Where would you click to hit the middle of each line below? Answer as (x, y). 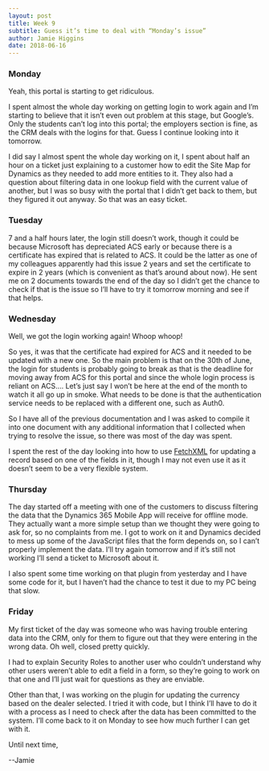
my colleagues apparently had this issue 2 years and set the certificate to (130, 263)
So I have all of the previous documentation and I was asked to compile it (129, 418)
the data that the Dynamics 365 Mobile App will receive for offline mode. (128, 515)
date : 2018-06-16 (37, 46)
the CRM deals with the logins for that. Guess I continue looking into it (124, 133)
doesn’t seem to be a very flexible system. (78, 468)
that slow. (24, 591)
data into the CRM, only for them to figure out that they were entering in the (133, 637)
